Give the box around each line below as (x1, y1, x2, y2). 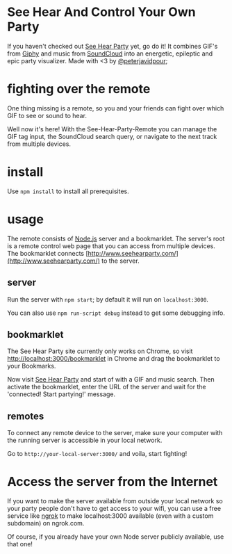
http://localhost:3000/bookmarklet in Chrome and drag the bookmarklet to (7, 355, 220, 363)
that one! (7, 540, 33, 548)
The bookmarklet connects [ (7, 249, 88, 257)
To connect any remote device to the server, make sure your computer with (7, 429, 223, 437)
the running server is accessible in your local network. (7, 436, 163, 445)
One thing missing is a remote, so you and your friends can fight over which (7, 104, 224, 112)
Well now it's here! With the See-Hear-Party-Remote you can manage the (7, 124, 217, 133)
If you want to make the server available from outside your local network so (7, 497, 224, 505)
